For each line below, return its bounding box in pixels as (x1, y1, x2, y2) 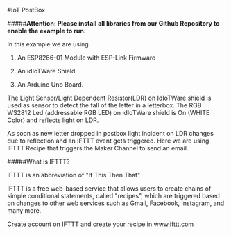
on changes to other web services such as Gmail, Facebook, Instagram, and (7, 199, 225, 207)
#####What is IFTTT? (7, 157, 70, 166)
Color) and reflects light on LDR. (7, 116, 99, 124)
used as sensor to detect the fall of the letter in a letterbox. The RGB (7, 101, 202, 110)
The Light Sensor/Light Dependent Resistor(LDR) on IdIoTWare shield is (7, 94, 212, 102)
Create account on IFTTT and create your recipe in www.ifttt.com (7, 220, 194, 228)
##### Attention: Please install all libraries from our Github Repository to (7, 19, 220, 27)
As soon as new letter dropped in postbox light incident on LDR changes (7, 130, 214, 137)
